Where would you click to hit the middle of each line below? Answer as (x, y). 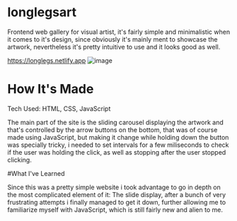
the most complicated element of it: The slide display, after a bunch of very (117, 194)
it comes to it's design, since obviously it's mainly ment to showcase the (112, 39)
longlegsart (42, 12)
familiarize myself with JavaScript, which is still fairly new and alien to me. (115, 210)
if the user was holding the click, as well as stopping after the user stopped (117, 152)
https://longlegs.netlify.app (47, 60)
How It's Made (51, 89)
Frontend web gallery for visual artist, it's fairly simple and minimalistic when (119, 32)
